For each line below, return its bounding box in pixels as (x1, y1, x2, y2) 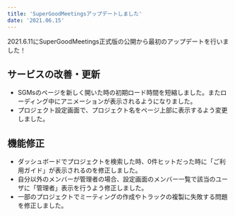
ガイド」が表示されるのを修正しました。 (23, 166, 142, 174)
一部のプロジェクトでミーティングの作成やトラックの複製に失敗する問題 (17, 193, 228, 201)
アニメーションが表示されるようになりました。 (60, 97, 197, 106)
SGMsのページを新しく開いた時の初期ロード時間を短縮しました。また (17, 89, 221, 97)
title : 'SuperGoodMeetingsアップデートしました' (7, 10, 143, 18)
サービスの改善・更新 (7, 68, 100, 80)
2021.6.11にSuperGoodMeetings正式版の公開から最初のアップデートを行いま (7, 37, 229, 46)
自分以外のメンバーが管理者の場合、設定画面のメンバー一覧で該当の (17, 175, 216, 184)
